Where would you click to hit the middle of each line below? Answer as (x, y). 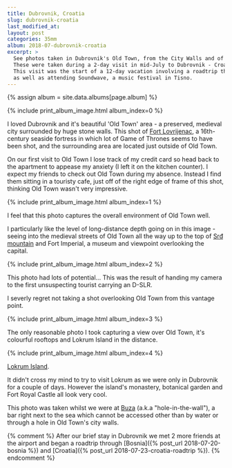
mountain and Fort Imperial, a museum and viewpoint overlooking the (106, 244)
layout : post (26, 33)
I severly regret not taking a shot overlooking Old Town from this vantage (111, 298)
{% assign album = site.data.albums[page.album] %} (82, 97)
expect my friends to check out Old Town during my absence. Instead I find (114, 174)
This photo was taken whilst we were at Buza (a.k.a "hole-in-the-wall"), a (111, 408)
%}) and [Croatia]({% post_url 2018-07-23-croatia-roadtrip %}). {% (124, 451)
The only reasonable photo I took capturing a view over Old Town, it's (106, 333)
